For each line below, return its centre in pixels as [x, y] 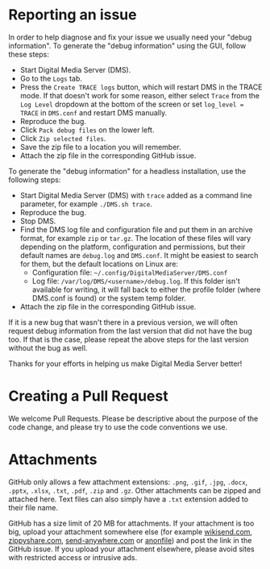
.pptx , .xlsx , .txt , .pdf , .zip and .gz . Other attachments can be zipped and [135, 490]
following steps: [35, 180]
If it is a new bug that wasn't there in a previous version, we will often [123, 322]
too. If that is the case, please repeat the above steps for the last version [129, 339]
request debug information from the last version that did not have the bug [130, 330]
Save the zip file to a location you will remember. [100, 147]
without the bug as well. [48, 347]
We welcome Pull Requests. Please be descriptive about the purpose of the [133, 418]
